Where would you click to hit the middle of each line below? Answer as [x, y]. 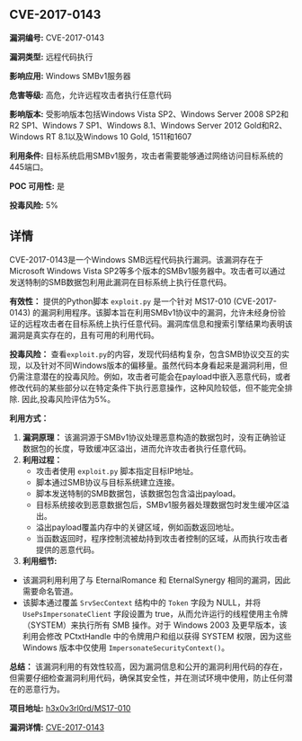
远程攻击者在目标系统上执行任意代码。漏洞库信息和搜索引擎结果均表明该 [159, 324]
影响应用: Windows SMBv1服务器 [70, 76]
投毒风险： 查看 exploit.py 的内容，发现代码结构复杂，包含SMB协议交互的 [146, 353]
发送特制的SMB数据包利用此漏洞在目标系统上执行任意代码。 [120, 281]
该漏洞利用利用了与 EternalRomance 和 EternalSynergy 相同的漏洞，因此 [156, 580]
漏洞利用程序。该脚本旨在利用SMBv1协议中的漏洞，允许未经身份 [159, 312]
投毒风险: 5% [34, 205]
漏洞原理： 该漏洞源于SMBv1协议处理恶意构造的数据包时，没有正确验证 [154, 437]
